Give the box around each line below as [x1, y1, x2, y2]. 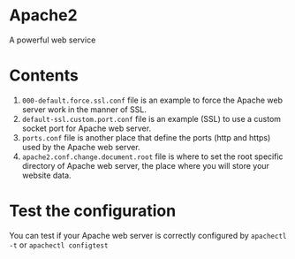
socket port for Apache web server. [21, 123, 152, 133]
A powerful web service [9, 34, 96, 45]
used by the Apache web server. [21, 141, 140, 152]
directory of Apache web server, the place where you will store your [21, 160, 269, 171]
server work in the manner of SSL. [21, 103, 147, 115]
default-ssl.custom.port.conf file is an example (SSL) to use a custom [21, 113, 281, 124]
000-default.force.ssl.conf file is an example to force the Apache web [21, 95, 283, 105]
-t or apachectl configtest [9, 240, 109, 250]
